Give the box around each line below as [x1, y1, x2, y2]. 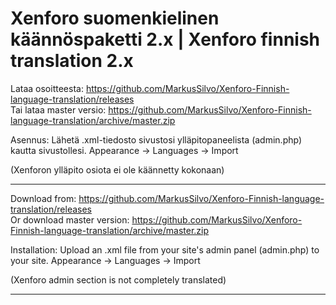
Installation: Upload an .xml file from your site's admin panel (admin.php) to [10, 243, 320, 256]
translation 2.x [10, 50, 134, 72]
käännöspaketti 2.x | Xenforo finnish [10, 28, 321, 51]
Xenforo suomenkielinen [10, 7, 220, 30]
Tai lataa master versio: [10, 103, 107, 116]
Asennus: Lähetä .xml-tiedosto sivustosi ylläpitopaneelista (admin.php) [10, 133, 302, 146]
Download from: [10, 192, 77, 204]
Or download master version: [10, 213, 130, 226]
